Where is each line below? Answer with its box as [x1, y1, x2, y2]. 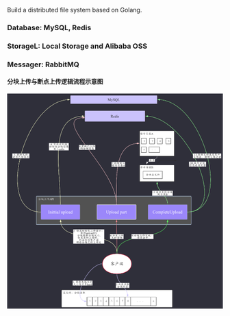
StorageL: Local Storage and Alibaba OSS [7, 41, 148, 51]
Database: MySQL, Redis [7, 23, 92, 32]
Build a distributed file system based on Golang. [7, 6, 142, 14]
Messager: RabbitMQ [7, 60, 80, 69]
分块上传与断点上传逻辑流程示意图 [7, 77, 103, 86]
